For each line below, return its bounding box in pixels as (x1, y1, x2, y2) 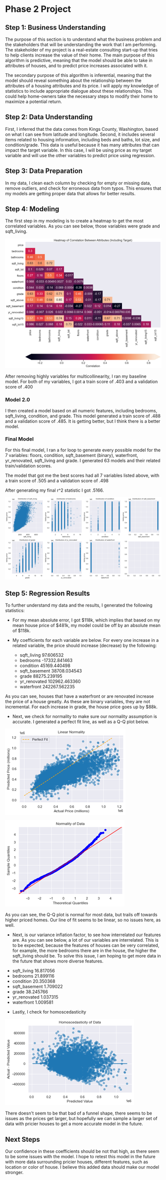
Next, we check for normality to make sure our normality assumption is (12, 714, 158, 720)
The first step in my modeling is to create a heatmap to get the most (5, 218, 144, 224)
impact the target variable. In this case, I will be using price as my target (5, 147, 152, 153)
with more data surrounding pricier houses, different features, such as (5, 1159, 149, 1165)
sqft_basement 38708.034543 (19, 668, 82, 674)
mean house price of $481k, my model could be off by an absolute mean (12, 622, 161, 628)
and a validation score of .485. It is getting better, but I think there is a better (5, 418, 161, 424)
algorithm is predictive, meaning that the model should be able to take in (5, 57, 153, 63)
